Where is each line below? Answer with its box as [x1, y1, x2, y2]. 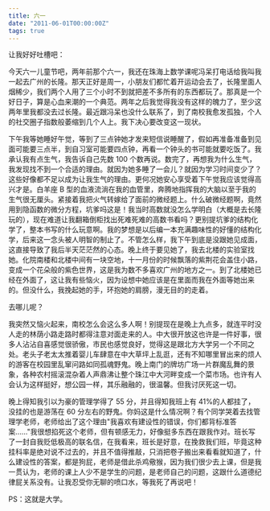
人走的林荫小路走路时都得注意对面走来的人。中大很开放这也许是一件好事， [8, 329, 255, 339]
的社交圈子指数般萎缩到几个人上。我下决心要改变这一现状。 [8, 117, 206, 127]
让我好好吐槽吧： [8, 50, 65, 60]
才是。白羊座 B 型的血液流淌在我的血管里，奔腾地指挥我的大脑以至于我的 [14, 184, 257, 194]
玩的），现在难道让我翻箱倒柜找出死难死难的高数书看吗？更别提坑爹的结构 [8, 215, 252, 225]
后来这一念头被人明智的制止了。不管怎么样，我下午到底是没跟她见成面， [22, 235, 262, 245]
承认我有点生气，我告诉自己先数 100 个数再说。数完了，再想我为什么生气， [8, 155, 257, 164]
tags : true [8, 27, 45, 35]
